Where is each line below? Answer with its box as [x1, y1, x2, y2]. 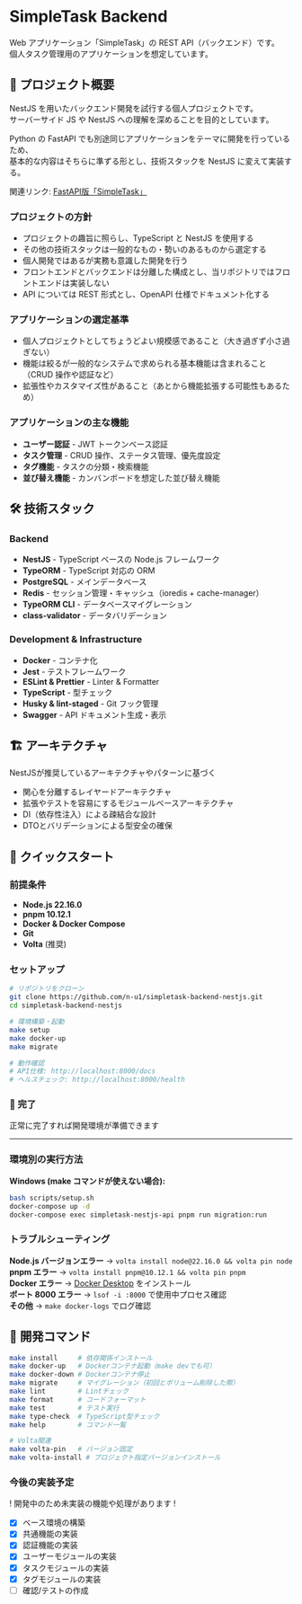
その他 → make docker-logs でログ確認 [9, 1300, 151, 1311]
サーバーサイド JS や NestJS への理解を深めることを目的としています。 [9, 114, 274, 125]
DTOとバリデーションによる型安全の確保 [22, 820, 173, 831]
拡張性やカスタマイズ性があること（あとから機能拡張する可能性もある [22, 380, 283, 392]
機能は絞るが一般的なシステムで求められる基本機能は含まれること [22, 358, 267, 369]
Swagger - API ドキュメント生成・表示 [22, 709, 167, 720]
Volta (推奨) [22, 939, 67, 950]
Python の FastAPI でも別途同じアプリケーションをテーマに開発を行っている [9, 133, 290, 144]
